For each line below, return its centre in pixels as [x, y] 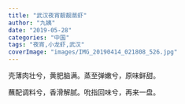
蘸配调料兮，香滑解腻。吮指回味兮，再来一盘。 [84, 92]
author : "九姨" [32, 23]
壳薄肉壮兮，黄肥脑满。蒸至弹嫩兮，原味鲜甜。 [84, 75]
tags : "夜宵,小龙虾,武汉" [46, 45]
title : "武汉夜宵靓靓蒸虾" [48, 15]
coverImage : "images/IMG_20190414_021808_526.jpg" [93, 52]
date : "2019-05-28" [40, 30]
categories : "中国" [39, 37]
